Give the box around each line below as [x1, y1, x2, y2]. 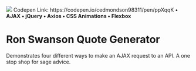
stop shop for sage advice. [6, 58, 71, 65]
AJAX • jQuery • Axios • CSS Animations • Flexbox [6, 13, 131, 19]
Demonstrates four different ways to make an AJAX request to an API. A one [6, 52, 191, 59]
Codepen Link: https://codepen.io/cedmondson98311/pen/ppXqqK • [13, 6, 178, 13]
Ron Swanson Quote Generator [6, 33, 160, 46]
